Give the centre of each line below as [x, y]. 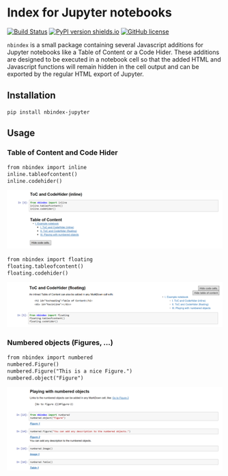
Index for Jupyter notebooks [89, 13]
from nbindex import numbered [50, 358]
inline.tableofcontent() [42, 175]
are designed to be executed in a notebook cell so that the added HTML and [114, 59]
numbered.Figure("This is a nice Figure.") [70, 371]
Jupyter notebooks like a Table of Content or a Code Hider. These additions [113, 52]
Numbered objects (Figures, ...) [60, 342]
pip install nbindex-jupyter [48, 112]
